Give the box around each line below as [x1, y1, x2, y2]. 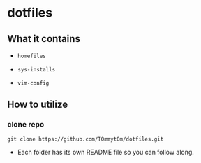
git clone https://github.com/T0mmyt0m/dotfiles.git [7, 135, 164, 143]
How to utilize [7, 99, 68, 111]
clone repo [7, 120, 45, 129]
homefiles [17, 52, 47, 59]
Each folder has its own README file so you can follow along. [17, 148, 194, 156]
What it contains [7, 33, 80, 45]
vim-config [17, 80, 50, 87]
